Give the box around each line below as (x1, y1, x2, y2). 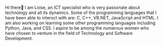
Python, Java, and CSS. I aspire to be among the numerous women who (5, 25, 149, 31)
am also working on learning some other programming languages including (5, 20, 156, 26)
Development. (5, 35, 33, 41)
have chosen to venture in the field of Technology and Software (5, 31, 133, 36)
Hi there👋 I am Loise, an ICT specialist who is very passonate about (5, 5, 140, 10)
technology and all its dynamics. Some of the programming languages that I (5, 10, 157, 15)
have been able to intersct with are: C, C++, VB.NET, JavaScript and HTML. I (5, 15, 159, 20)
